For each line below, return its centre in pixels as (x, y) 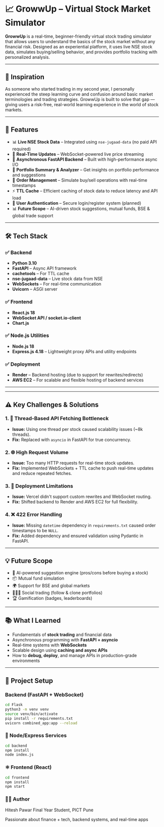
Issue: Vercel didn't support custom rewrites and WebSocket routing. (82, 496)
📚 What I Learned (33, 620)
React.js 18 (23, 312)
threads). (21, 434)
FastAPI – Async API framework (44, 268)
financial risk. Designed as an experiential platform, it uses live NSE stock (79, 47)
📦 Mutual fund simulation (38, 578)
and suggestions (29, 175)
